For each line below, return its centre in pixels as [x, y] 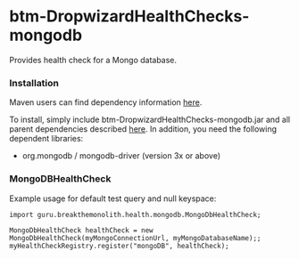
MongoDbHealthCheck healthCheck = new [81, 230]
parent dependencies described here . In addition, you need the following [143, 129]
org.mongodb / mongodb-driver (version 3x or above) [121, 156]
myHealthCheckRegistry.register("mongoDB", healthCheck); [119, 246]
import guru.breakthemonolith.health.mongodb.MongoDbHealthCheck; [135, 214]
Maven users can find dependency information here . [106, 102]
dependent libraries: [46, 139]
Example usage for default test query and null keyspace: [113, 198]
